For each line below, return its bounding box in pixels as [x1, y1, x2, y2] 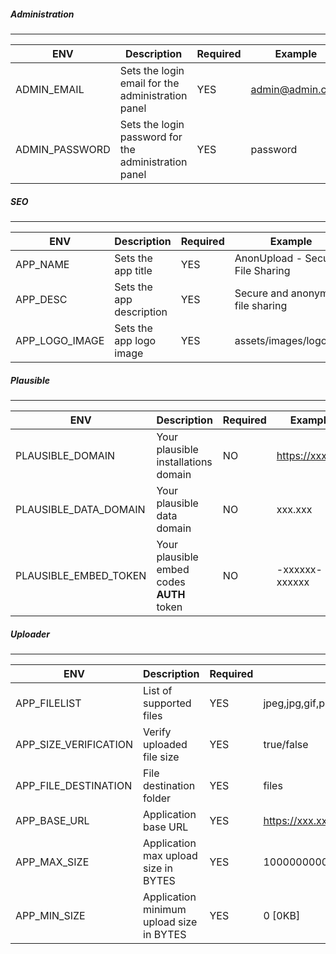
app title [114, 263, 153, 277]
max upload [143, 848, 198, 862]
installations [156, 455, 213, 469]
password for [119, 130, 183, 144]
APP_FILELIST [15, 696, 82, 710]
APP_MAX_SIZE [15, 855, 90, 869]
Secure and [234, 286, 289, 300]
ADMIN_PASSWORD [15, 142, 111, 156]
